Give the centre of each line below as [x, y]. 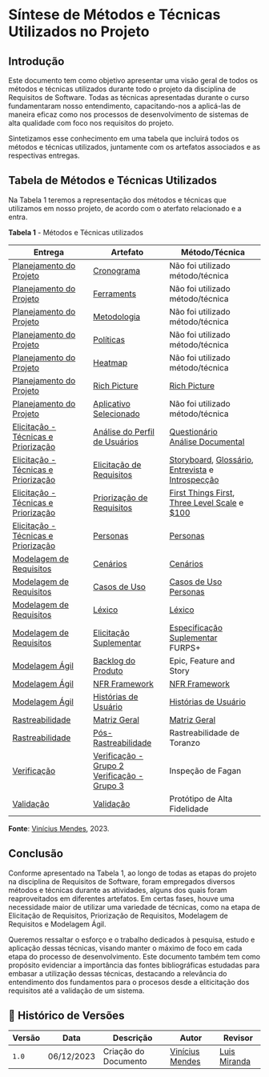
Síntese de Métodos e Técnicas [114, 15]
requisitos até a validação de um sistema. [76, 991]
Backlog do [114, 660]
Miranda [235, 1062]
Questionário [193, 431]
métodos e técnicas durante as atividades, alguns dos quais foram [118, 890]
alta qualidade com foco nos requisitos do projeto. [91, 123]
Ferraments [115, 294]
